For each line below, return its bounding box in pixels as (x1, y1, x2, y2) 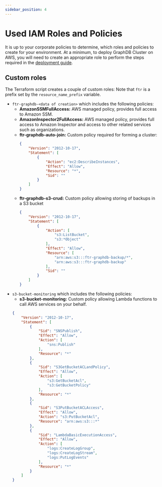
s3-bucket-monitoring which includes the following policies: (12, 291, 132, 297)
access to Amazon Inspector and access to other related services (19, 122, 151, 128)
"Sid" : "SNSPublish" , (38, 329, 82, 334)
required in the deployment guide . (5, 59, 73, 66)
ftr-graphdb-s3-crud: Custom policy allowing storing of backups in (19, 195, 156, 201)
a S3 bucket (19, 201, 44, 206)
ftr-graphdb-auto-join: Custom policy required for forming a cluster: (19, 132, 157, 138)
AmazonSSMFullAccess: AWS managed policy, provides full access (19, 106, 157, 112)
